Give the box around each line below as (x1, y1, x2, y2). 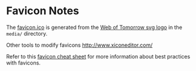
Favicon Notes (6, 4, 79, 18)
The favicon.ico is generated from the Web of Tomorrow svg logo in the (6, 24, 182, 31)
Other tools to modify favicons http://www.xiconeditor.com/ (6, 41, 153, 49)
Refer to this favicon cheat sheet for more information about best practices (6, 53, 191, 60)
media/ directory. (6, 30, 48, 37)
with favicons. (6, 59, 41, 66)
